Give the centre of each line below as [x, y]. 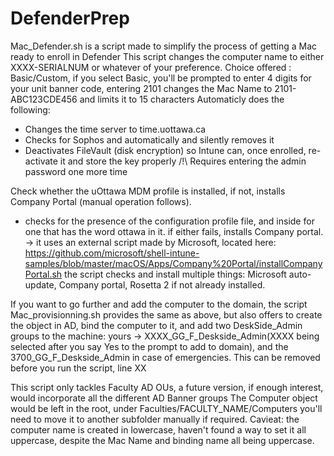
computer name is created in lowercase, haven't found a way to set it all [158, 429]
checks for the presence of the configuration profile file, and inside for [169, 221]
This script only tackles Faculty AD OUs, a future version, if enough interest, [167, 387]
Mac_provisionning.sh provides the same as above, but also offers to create [166, 314]
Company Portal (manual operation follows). [101, 201]
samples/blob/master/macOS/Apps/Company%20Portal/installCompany [173, 263]
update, [40, 284]
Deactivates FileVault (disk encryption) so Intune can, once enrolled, [165, 150]
